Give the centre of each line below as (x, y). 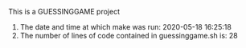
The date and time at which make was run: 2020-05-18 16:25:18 (125, 27)
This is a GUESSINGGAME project (64, 12)
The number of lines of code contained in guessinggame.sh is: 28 (129, 36)
